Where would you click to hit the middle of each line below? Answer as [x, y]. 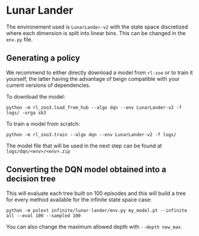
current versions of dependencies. [48, 85]
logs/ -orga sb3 [26, 113]
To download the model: [36, 96]
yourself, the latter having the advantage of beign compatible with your [93, 78]
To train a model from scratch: [43, 124]
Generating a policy [43, 58]
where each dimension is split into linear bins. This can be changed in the [96, 33]
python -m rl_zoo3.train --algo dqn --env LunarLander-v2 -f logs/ [91, 134]
